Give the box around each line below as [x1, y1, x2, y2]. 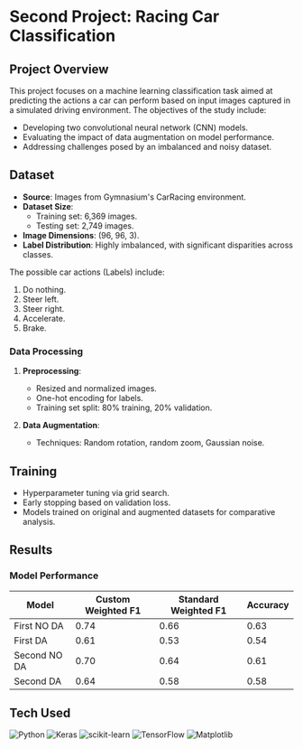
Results [9, 542, 53, 557]
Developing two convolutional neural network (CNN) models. [22, 122, 249, 133]
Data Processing [9, 345, 84, 358]
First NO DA [14, 619, 64, 632]
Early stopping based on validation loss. [22, 497, 171, 508]
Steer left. [22, 294, 60, 304]
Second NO [14, 649, 63, 661]
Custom [96, 593, 131, 605]
